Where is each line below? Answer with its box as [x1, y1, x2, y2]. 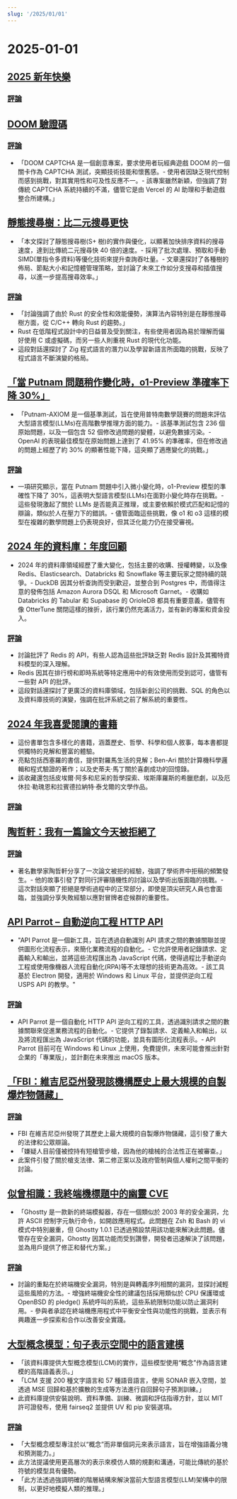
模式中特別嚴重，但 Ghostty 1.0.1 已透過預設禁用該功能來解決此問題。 [17, 1225, 219, 1234]
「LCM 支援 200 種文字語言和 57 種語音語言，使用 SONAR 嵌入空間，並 [17, 1376, 227, 1385]
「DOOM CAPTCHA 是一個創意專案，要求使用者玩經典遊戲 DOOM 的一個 [17, 158, 231, 167]
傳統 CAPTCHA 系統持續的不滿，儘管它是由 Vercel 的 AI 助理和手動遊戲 [17, 185, 226, 194]
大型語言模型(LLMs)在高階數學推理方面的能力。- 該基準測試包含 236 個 [17, 419, 225, 427]
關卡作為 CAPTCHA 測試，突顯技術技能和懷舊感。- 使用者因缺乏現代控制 [17, 167, 230, 176]
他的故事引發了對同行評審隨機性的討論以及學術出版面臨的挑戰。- [35, 875, 224, 884]
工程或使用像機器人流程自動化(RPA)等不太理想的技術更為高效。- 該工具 [17, 963, 225, 971]
